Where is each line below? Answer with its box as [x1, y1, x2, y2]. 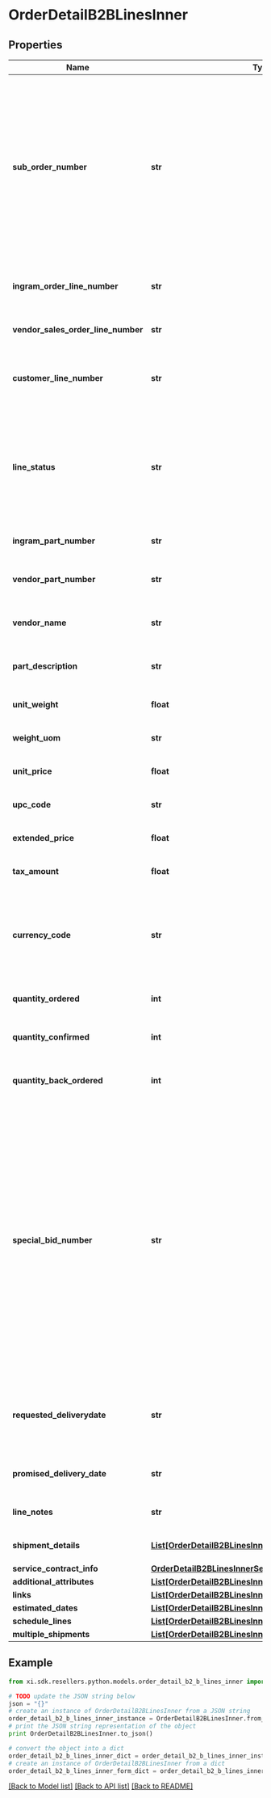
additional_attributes [12, 1576, 94, 1587]
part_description [12, 661, 78, 672]
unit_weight [12, 699, 59, 710]
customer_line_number [12, 373, 103, 383]
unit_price [12, 766, 52, 777]
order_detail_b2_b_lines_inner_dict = [8, 1752, 139, 1760]
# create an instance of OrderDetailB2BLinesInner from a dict [8, 1759, 226, 1767]
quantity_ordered [12, 993, 80, 1004]
